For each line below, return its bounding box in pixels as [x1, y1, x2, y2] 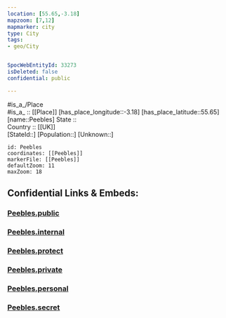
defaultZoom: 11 [7, 162, 55, 169]
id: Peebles [7, 143, 42, 151]
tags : [7, 37, 23, 44]
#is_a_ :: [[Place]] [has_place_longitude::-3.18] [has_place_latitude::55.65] [7, 107, 220, 116]
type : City [7, 29, 39, 37]
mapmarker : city [7, 23, 55, 30]
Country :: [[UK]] [7, 122, 56, 131]
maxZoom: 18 [7, 168, 42, 175]
